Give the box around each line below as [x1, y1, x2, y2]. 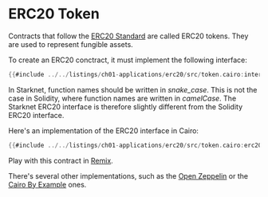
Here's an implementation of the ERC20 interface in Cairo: [8, 125, 199, 136]
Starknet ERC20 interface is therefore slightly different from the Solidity [8, 101, 243, 112]
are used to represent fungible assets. [8, 39, 133, 49]
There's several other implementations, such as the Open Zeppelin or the [8, 171, 249, 180]
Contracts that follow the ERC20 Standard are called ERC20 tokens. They [8, 31, 249, 41]
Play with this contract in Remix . [8, 156, 113, 165]
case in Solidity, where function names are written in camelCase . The [8, 93, 237, 103]
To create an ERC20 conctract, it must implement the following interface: [8, 55, 247, 65]
